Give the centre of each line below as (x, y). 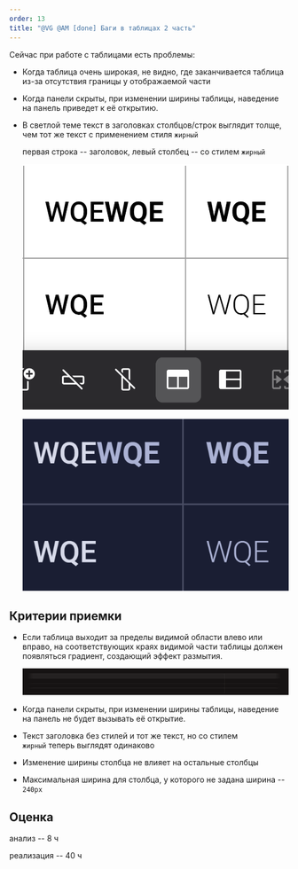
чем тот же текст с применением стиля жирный (110, 134)
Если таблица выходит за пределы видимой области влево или (142, 637)
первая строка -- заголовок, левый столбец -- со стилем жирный (144, 152)
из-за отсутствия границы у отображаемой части (116, 81)
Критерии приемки (66, 616)
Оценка (31, 817)
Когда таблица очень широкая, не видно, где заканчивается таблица (153, 72)
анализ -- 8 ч (34, 839)
